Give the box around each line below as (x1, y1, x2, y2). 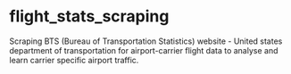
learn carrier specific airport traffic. (9, 54, 139, 65)
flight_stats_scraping (9, 6, 170, 27)
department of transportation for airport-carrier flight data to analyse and (9, 45, 279, 55)
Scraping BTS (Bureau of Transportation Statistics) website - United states (9, 36, 283, 46)
